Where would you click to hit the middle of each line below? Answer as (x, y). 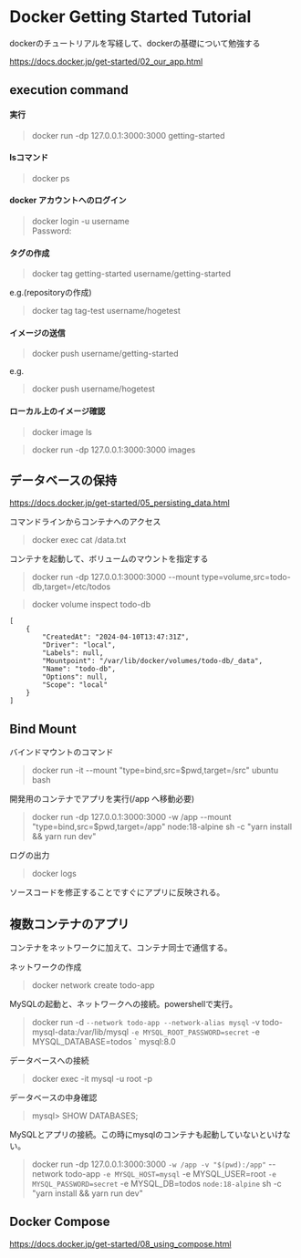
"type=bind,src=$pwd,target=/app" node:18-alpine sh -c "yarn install (162, 827)
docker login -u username (81, 221)
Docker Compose (60, 1222)
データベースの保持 (63, 480)
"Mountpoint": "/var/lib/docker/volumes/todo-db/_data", (152, 661)
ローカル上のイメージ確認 (57, 411)
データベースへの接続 (49, 1060)
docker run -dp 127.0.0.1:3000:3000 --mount (115, 577)
